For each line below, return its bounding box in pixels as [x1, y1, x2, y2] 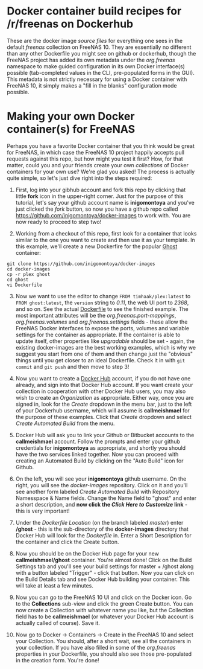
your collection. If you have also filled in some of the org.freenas [15, 644, 176, 651]
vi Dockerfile [7, 282, 43, 288]
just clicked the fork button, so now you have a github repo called [15, 205, 178, 213]
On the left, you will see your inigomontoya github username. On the [15, 475, 187, 482]
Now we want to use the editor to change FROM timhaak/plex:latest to [15, 292, 191, 299]
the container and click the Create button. [15, 538, 119, 545]
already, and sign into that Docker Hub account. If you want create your [15, 381, 193, 388]
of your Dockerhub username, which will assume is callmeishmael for [15, 406, 190, 414]
